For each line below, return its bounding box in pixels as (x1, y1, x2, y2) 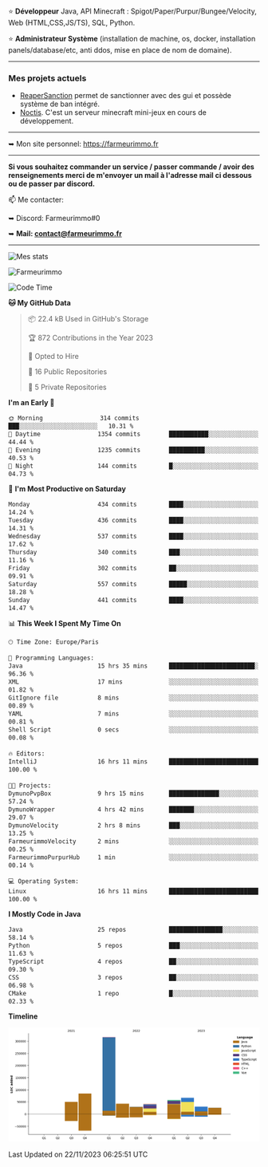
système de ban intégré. (19, 99, 100, 109)
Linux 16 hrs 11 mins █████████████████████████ (8, 888, 259, 896)
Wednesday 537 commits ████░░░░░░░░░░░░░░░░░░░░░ (8, 533, 259, 541)
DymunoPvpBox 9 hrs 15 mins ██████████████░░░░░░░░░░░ (8, 790, 259, 798)
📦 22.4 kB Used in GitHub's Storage (27, 314, 149, 324)
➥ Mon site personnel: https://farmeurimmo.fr (8, 139, 159, 149)
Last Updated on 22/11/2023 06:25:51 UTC (8, 1149, 148, 1159)
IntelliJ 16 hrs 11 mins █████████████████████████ (8, 758, 259, 766)
